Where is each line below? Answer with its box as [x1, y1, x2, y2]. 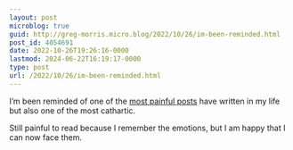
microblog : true [9, 21, 69, 30]
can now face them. [9, 131, 83, 143]
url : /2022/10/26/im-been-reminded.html [9, 71, 162, 80]
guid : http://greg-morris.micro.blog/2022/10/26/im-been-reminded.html [9, 29, 281, 38]
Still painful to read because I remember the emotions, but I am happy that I [9, 122, 286, 133]
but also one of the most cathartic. [9, 104, 136, 116]
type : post [9, 63, 50, 72]
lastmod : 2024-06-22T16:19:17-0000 [9, 54, 142, 63]
